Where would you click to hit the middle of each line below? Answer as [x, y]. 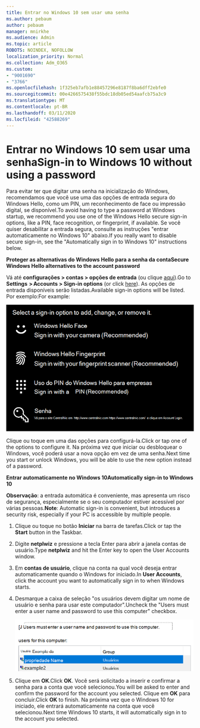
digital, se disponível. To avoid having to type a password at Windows [91, 210]
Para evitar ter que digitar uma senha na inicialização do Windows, [88, 191]
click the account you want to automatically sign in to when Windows [99, 580]
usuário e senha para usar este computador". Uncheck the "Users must [102, 605]
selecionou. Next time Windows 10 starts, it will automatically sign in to [101, 713]
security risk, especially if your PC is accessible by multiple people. [89, 514]
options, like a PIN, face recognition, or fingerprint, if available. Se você [93, 223]
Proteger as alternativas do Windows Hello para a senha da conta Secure [98, 260]
